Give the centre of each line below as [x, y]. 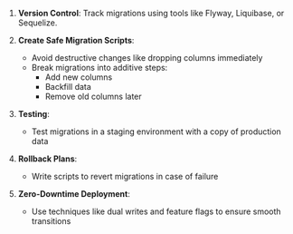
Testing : [33, 114]
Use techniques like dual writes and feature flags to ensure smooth [156, 211]
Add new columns [79, 77]
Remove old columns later [93, 96]
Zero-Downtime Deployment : [74, 194]
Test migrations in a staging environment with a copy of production [156, 132]
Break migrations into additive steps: [99, 68]
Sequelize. [38, 23]
